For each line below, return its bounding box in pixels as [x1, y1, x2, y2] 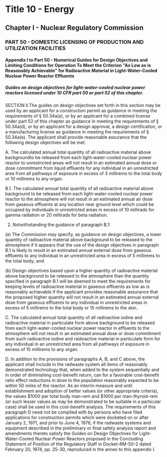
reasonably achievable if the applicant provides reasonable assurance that [5, 289, 159, 295]
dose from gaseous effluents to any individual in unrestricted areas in [5, 299, 148, 305]
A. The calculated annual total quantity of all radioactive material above [5, 149, 151, 155]
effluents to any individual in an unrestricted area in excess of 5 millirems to [5, 252, 161, 258]
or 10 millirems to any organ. [5, 176, 63, 182]
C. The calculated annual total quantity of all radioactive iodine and [5, 314, 143, 320]
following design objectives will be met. [5, 139, 86, 145]
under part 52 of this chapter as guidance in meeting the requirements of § [5, 118, 159, 124]
